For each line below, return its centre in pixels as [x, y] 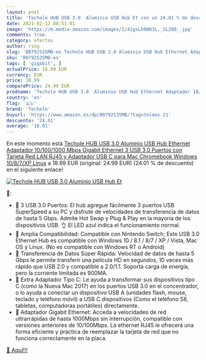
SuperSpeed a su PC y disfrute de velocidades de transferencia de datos [107, 212]
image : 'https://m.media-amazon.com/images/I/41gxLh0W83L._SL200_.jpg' [100, 29]
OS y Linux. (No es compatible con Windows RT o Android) [90, 247]
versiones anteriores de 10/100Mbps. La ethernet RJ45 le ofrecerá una [105, 325]
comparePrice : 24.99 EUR [38, 86]
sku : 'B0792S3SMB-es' [34, 58]
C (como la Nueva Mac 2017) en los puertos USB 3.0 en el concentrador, [107, 286]
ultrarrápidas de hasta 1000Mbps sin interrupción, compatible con [99, 319]
